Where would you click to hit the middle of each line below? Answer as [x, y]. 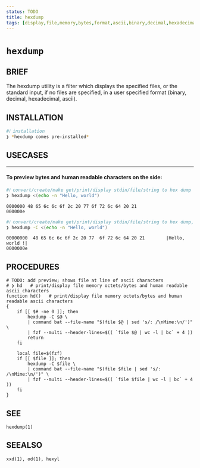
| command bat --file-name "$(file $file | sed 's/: [94, 369]
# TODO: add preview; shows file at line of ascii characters [85, 280]
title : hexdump [25, 17]
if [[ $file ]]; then [43, 359]
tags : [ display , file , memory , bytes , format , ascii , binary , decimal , [87, 23]
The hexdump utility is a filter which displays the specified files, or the [92, 86]
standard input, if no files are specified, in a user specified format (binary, [96, 92]
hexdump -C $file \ [52, 364]
